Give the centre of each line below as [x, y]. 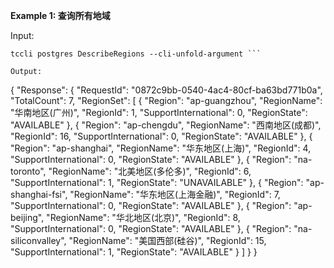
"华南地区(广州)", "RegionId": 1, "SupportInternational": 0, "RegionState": [159, 112]
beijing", [27, 217]
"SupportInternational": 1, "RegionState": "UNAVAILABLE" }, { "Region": [157, 182]
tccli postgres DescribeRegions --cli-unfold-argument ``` [136, 54]
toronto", [28, 171]
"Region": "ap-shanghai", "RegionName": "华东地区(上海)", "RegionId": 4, [161, 148]
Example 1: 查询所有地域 [60, 15]
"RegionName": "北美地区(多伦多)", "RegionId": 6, [150, 171]
